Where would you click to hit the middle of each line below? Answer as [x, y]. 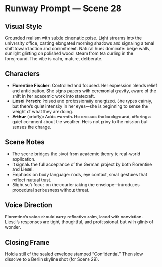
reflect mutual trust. [32, 180]
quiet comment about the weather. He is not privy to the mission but [80, 121]
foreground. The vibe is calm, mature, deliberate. [54, 58]
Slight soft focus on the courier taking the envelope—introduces [76, 184]
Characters [22, 74]
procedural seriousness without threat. [51, 190]
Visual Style [23, 26]
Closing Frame [27, 242]
